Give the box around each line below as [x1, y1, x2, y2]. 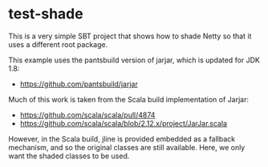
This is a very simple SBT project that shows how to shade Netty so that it [8, 31, 252, 41]
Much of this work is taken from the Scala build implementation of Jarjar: [8, 94, 249, 104]
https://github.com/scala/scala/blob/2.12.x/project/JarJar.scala [19, 118, 227, 128]
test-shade [8, 5, 83, 23]
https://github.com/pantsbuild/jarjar [19, 79, 138, 89]
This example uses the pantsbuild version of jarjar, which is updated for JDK [8, 55, 261, 65]
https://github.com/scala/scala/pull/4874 [19, 109, 156, 120]
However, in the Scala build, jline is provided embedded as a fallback [8, 133, 235, 144]
